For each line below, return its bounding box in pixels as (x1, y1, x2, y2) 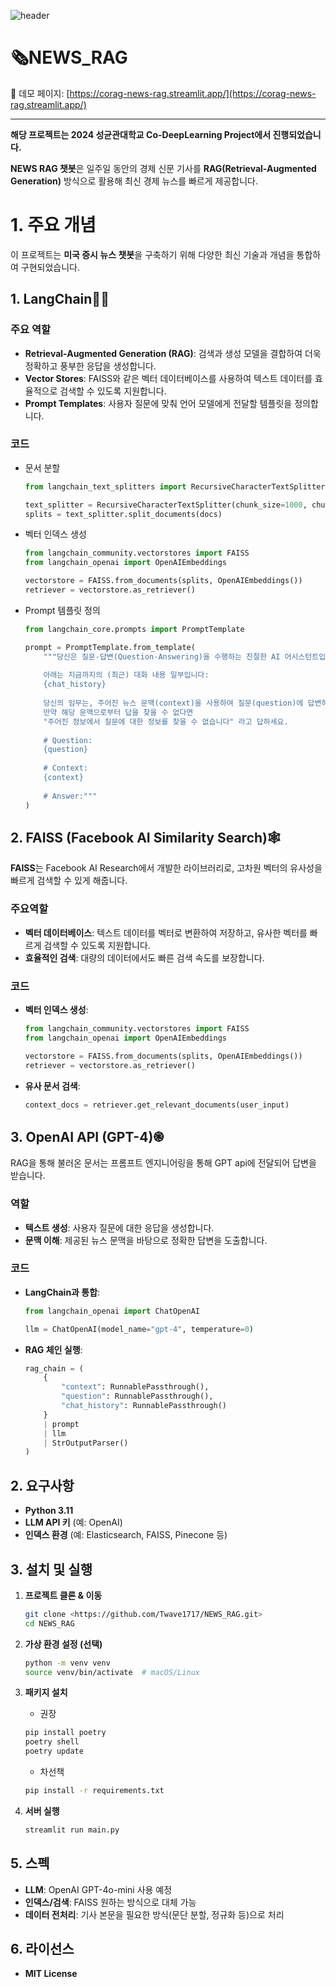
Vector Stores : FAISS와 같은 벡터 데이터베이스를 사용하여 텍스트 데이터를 (24, 372, 313, 384)
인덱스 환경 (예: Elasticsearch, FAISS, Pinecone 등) (24, 1529, 228, 1541)
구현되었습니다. (20, 261, 81, 273)
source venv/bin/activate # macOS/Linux (24, 1667, 201, 1677)
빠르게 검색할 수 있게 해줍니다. (10, 875, 128, 887)
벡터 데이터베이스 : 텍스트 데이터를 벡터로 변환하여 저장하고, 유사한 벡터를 (24, 926, 308, 939)
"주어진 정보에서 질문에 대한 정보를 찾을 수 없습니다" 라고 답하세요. (43, 716, 289, 727)
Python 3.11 (24, 1505, 74, 1517)
